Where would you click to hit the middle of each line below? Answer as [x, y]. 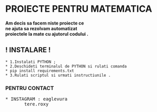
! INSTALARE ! [28, 50]
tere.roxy [36, 104]
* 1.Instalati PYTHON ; [31, 62]
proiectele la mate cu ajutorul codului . [47, 34]
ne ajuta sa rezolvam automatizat [41, 28]
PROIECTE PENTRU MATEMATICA [79, 9]
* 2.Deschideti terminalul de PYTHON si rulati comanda [66, 66]
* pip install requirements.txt [40, 71]
